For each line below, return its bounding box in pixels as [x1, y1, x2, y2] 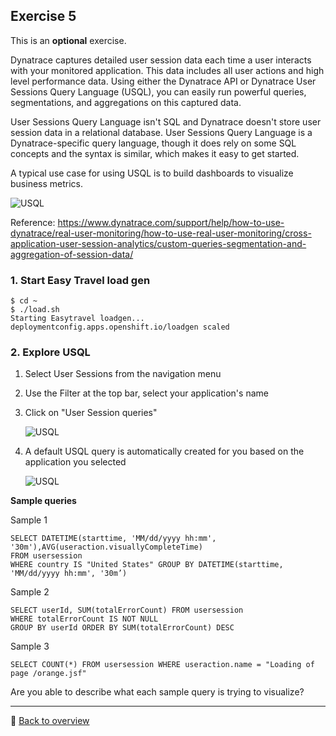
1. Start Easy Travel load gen [10, 273, 151, 287]
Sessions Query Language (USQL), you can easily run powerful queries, [10, 85, 307, 98]
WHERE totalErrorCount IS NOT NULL [10, 614, 159, 624]
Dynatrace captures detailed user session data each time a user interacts [10, 54, 312, 66]
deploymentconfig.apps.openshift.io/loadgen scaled [10, 322, 230, 333]
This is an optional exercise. [10, 34, 127, 46]
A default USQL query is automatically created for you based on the [24, 445, 305, 458]
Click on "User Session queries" [24, 407, 158, 419]
